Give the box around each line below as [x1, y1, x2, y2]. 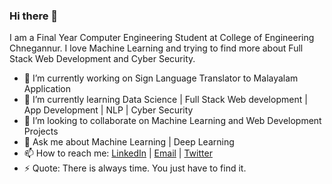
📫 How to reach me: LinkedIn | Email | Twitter [23, 147, 213, 159]
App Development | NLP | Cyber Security [23, 104, 194, 116]
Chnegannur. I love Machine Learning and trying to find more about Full [9, 42, 304, 54]
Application [23, 83, 72, 95]
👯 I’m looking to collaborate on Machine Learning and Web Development [23, 115, 322, 127]
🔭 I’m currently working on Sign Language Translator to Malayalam [23, 72, 299, 84]
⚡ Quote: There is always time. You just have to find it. [23, 162, 247, 174]
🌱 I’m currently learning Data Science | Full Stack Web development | [23, 94, 308, 106]
